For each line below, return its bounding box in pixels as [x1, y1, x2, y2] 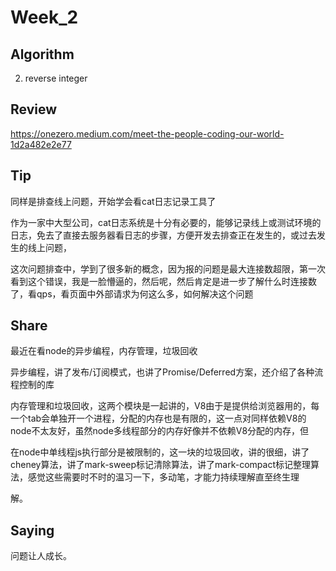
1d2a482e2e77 [10, 138, 72, 150]
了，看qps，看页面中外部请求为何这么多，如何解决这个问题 [10, 287, 254, 300]
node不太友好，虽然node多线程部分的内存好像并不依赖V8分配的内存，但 [10, 425, 310, 437]
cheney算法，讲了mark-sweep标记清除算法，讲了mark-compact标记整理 [10, 459, 311, 471]
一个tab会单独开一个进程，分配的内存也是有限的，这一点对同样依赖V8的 [10, 412, 307, 425]
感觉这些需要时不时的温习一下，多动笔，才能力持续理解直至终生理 [27, 471, 300, 483]
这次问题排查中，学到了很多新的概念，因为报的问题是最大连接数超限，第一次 [10, 262, 326, 275]
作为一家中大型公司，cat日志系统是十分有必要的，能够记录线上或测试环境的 [10, 216, 322, 228]
